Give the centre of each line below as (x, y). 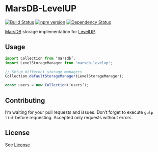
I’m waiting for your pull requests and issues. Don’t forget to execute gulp (79, 112)
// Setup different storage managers (44, 72)
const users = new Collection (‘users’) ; (47, 85)
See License (18, 145)
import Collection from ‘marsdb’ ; (40, 58)
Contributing (25, 100)
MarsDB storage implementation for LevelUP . (51, 31)
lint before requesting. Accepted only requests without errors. (69, 117)
